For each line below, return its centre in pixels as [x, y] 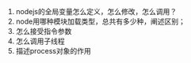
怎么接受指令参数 [44, 31]
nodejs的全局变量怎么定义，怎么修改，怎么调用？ [96, 11]
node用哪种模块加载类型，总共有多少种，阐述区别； [101, 21]
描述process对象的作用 [53, 51]
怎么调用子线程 [40, 41]
